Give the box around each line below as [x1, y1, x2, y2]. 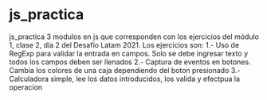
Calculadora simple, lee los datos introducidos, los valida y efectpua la [9, 74, 241, 83]
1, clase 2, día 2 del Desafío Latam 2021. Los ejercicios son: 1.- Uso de [9, 40, 240, 49]
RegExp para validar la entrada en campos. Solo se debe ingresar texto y [9, 48, 249, 58]
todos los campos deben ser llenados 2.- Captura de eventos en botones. [9, 57, 251, 67]
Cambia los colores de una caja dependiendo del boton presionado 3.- [9, 65, 241, 75]
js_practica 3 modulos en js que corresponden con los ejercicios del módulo [9, 32, 260, 41]
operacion [9, 82, 43, 92]
